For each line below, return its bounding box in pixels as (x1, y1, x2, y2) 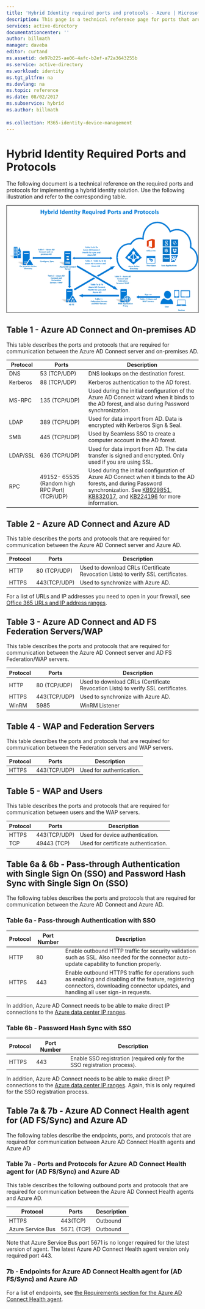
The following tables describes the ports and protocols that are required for (6, 894, 196, 902)
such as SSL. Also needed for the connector (65, 954, 176, 961)
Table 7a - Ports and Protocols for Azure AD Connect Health (6, 1160, 187, 1168)
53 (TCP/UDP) (40, 370, 77, 377)
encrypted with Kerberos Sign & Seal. (88, 421, 182, 429)
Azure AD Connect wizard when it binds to (88, 393, 195, 401)
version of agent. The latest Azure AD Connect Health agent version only (6, 1245, 190, 1253)
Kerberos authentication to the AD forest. (88, 379, 191, 386)
